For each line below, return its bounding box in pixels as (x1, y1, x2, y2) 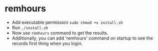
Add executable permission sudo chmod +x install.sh (11, 19, 123, 25)
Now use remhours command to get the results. (11, 30, 108, 36)
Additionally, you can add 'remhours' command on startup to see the (11, 35, 153, 41)
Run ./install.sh (11, 24, 48, 30)
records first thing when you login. (11, 40, 83, 46)
